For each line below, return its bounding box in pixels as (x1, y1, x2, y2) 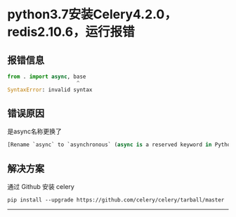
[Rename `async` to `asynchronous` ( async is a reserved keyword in (7, 141, 212, 148)
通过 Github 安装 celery (7, 183, 75, 191)
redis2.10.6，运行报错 (7, 24, 135, 40)
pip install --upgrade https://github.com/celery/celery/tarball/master (7, 197, 225, 204)
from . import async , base (7, 73, 86, 80)
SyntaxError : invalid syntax (7, 86, 93, 93)
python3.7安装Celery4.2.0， (7, 6, 177, 22)
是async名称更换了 (7, 127, 62, 136)
